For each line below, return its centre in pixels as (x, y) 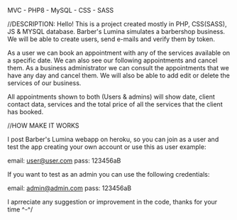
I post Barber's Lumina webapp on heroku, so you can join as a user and (113, 139)
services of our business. (44, 83)
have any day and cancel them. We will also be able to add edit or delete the (119, 75)
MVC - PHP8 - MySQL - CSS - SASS (61, 10)
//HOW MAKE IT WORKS (43, 126)
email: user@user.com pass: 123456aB (64, 160)
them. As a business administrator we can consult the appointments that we (118, 68)
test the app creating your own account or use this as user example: (107, 147)
